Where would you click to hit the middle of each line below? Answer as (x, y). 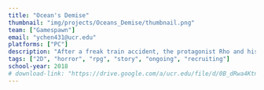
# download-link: (37, 74)
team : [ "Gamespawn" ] (42, 30)
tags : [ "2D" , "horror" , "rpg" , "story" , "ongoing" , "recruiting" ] (119, 59)
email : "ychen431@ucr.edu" (52, 37)
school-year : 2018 (38, 67)
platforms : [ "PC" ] (38, 45)
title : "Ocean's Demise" (49, 15)
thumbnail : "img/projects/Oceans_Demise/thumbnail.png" (101, 23)
